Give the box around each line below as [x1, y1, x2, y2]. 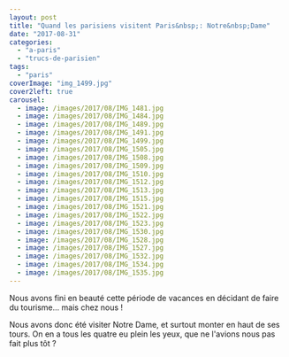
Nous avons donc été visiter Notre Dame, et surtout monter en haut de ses [9, 319, 280, 330]
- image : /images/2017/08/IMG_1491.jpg [17, 128, 164, 137]
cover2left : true [9, 87, 73, 96]
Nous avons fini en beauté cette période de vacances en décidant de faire [9, 292, 279, 303]
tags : [9, 63, 29, 72]
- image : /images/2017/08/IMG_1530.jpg [17, 227, 164, 236]
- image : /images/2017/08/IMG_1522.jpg [17, 210, 164, 220]
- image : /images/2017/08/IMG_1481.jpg [17, 104, 164, 113]
